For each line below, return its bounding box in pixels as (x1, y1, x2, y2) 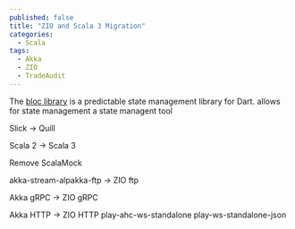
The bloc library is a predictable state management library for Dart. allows (9, 96, 281, 106)
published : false (9, 13, 74, 22)
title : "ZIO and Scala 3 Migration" (9, 21, 146, 30)
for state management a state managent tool (9, 105, 173, 116)
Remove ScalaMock (9, 157, 82, 168)
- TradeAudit (17, 72, 66, 81)
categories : (9, 30, 54, 38)
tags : (9, 47, 29, 55)
